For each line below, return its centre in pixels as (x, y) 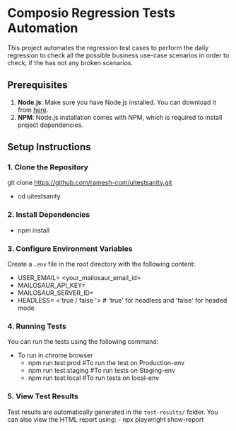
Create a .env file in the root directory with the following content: (101, 264)
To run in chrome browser (55, 355)
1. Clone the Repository (48, 167)
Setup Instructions (49, 147)
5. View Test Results (43, 396)
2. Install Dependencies (49, 215)
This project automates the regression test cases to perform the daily (108, 47)
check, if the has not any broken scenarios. (70, 62)
